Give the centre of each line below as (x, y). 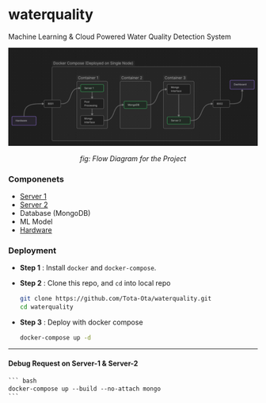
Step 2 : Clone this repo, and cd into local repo (95, 283)
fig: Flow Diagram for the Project (133, 158)
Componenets (36, 178)
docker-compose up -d (55, 338)
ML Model (36, 222)
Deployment (32, 251)
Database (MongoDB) (55, 213)
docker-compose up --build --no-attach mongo (84, 389)
